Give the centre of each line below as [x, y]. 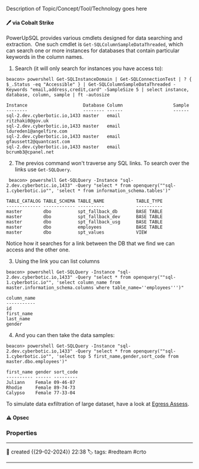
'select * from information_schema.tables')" [113, 191]
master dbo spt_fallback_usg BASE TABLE [84, 222]
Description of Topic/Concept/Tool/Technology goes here [77, 9]
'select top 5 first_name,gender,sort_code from [118, 357]
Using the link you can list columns [57, 262]
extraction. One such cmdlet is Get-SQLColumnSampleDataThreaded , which [95, 45]
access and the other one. [38, 250]
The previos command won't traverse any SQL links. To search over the [102, 163]
